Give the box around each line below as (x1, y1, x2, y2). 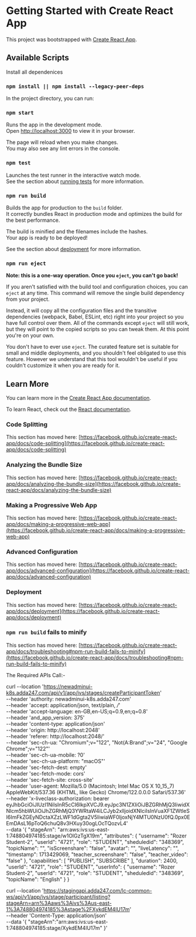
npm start (6, 109, 34, 116)
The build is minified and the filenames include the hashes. (6, 228, 148, 235)
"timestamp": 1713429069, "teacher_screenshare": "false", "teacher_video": (6, 850, 188, 858)
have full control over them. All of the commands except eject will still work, (6, 320, 190, 327)
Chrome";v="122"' (6, 745, 50, 752)
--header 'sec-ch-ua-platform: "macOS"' (6, 757, 105, 764)
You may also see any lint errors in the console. (6, 145, 120, 152)
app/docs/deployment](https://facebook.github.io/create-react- (6, 607, 160, 615)
